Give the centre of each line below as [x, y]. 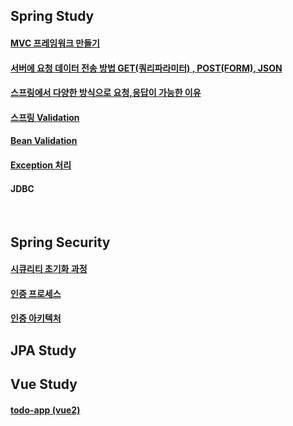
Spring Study [52, 16]
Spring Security [60, 242]
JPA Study [43, 350]
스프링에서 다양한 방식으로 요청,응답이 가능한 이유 [106, 93]
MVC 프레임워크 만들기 [55, 43]
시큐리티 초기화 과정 [49, 269]
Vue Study [44, 384]
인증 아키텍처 [36, 318]
